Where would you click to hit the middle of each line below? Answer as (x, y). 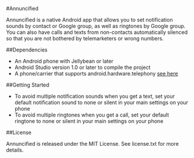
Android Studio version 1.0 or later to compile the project (82, 67)
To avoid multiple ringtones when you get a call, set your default (92, 115)
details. (15, 150)
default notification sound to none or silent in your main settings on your (101, 102)
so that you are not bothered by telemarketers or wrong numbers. (85, 38)
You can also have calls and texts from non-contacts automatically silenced (97, 32)
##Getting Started (28, 85)
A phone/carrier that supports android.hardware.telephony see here (96, 73)
